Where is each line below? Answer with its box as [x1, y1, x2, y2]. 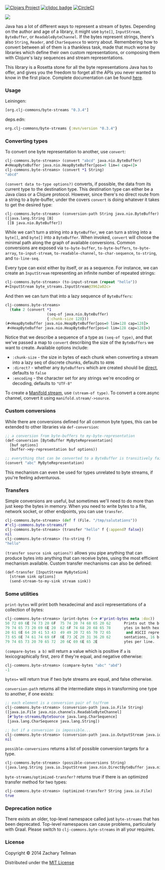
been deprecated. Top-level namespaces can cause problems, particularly [5, 821, 156, 827]
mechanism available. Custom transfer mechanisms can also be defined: [5, 560, 152, 566]
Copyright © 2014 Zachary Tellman [5, 850, 77, 856]
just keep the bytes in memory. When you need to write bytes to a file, [5, 503, 147, 509]
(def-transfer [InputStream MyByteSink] [5, 570, 89, 575]
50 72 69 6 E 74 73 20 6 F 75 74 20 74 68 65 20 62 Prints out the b [5, 621, 160, 626]
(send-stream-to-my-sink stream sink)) [9, 579, 91, 584]
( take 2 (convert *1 [9, 307, 52, 312]
